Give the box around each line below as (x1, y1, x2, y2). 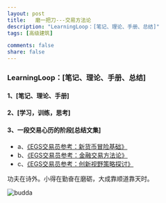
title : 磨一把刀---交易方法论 (7, 17, 92, 24)
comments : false (7, 42, 54, 49)
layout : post (7, 10, 45, 17)
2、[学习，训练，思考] (7, 108, 71, 117)
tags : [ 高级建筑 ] (7, 29, 53, 37)
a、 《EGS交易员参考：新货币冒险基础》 (17, 143, 128, 151)
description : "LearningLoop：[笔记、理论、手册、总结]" (7, 23, 160, 30)
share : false (7, 49, 45, 56)
